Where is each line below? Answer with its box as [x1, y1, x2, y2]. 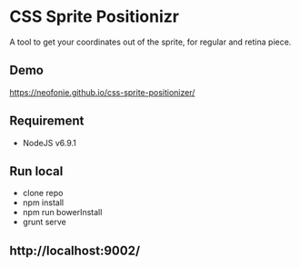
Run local [9, 163, 64, 179]
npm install [22, 197, 65, 208]
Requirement [9, 114, 85, 129]
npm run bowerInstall [22, 207, 103, 218]
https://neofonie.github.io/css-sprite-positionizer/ [9, 86, 195, 97]
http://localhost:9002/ [9, 242, 141, 258]
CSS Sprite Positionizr [9, 6, 180, 27]
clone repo [22, 188, 64, 199]
